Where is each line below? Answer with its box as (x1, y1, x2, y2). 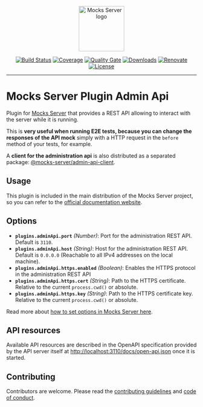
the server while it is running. (6, 115, 79, 123)
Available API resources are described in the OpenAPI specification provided (6, 341, 197, 348)
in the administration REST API (14, 271, 91, 278)
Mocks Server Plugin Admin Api (6, 89, 169, 103)
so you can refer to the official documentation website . (6, 198, 143, 205)
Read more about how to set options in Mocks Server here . (6, 308, 153, 315)
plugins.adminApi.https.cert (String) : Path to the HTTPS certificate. (14, 277, 186, 284)
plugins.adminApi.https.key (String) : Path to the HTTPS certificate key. (14, 290, 193, 297)
